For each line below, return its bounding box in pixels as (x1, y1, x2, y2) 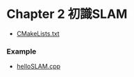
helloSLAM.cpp (16, 63, 60, 71)
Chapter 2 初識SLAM (6, 6, 128, 22)
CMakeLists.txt (16, 29, 60, 38)
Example (6, 46, 37, 56)
